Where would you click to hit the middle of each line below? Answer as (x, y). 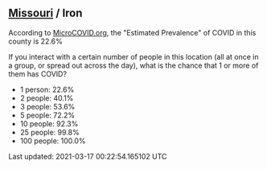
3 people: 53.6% (47, 106)
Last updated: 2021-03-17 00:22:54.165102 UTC (88, 156)
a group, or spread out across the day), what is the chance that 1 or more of (133, 65)
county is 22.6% (35, 41)
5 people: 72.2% (47, 115)
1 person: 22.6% (47, 89)
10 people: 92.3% (49, 123)
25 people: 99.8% (49, 132)
